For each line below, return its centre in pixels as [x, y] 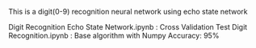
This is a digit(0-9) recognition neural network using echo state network [128, 12]
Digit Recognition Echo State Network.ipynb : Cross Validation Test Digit [128, 27]
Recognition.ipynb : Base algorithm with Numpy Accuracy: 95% [114, 36]
